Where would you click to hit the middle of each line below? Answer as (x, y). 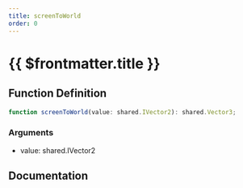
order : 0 (23, 23)
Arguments (31, 133)
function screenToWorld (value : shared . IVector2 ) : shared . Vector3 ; (122, 112)
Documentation (48, 176)
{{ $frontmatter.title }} (84, 64)
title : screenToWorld (45, 16)
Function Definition (58, 94)
